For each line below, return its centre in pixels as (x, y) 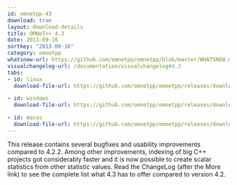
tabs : (15, 72)
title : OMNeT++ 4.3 (36, 33)
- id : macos (25, 118)
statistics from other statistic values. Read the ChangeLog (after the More (114, 167)
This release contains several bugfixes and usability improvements (104, 144)
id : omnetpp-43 (30, 14)
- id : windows (28, 98)
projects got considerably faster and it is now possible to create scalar (109, 159)
